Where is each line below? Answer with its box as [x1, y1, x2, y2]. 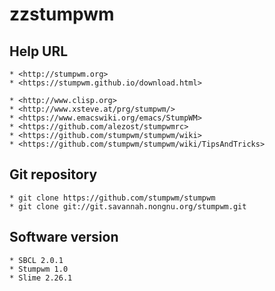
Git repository [9, 166, 98, 183]
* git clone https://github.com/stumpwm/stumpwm [9, 193, 216, 203]
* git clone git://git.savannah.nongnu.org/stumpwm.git [9, 201, 247, 212]
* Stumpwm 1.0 [9, 264, 69, 274]
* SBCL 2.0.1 [9, 255, 64, 265]
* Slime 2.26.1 [9, 273, 73, 283]
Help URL [9, 43, 69, 60]
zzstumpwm [9, 3, 115, 26]
